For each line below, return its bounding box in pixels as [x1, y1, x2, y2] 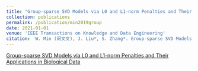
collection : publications [6, 14, 70, 20]
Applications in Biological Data [6, 58, 81, 65]
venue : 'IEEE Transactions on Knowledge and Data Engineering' [6, 31, 166, 36]
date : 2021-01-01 [6, 25, 49, 31]
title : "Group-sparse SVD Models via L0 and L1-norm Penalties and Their [6, 8, 193, 15]
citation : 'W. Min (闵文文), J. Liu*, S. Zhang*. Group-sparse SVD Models [6, 36, 193, 42]
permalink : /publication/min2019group [6, 19, 102, 25]
